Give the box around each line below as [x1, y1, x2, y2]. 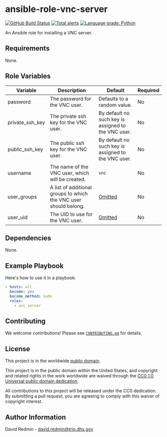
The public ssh [50, 139, 84, 146]
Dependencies [5, 234, 51, 242]
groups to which [50, 190, 88, 197]
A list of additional [50, 184, 92, 191]
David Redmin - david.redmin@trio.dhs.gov [5, 426, 93, 432]
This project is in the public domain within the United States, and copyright [5, 368, 158, 374]
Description [58, 86, 86, 93]
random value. [98, 101, 132, 108]
